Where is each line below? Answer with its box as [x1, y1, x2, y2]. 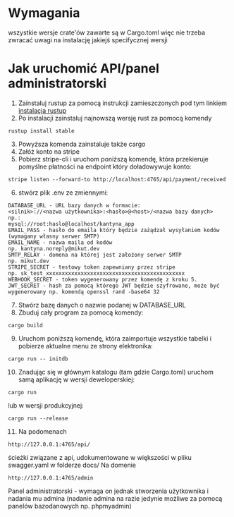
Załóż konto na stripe [18, 147, 80, 156]
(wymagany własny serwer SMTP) [8, 233, 100, 240]
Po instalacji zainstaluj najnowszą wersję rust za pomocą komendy [18, 114, 212, 122]
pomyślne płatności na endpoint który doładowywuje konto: [18, 162, 192, 171]
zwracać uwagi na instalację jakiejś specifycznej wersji [8, 35, 168, 44]
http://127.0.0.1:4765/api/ [8, 441, 91, 448]
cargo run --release [8, 415, 69, 422]
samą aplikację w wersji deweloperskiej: [18, 375, 135, 384]
